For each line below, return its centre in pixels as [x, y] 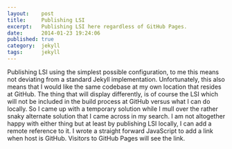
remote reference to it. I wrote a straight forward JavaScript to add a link [110, 131]
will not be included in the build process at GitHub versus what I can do [109, 101]
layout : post [30, 14]
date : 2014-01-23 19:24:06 [54, 33]
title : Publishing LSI [46, 20]
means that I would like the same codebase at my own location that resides [114, 87]
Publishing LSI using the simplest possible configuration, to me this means [113, 72]
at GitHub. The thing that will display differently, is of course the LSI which [113, 94]
